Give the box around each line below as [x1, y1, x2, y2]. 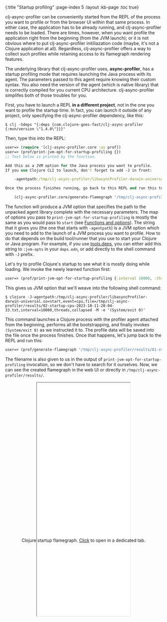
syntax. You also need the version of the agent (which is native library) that [5, 82, 159, 88]
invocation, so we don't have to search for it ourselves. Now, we [26, 361, 158, 368]
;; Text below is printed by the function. [5, 154, 97, 159]
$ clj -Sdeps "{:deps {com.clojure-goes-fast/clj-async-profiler [5, 122, 143, 127]
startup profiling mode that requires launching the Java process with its [5, 71, 152, 77]
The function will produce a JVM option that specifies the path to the [5, 204, 146, 210]
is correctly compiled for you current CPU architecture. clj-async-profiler [5, 87, 155, 93]
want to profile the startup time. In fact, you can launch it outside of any [5, 107, 152, 113]
